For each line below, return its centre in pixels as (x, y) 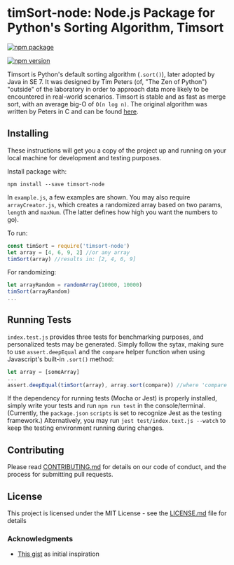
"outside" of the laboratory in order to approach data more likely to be (108, 89)
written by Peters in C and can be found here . (73, 111)
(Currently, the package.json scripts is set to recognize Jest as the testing (115, 413)
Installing (28, 133)
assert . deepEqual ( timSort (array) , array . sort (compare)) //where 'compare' (119, 385)
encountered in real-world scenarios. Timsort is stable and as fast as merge (117, 97)
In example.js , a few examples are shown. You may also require (99, 197)
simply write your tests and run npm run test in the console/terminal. (106, 406)
